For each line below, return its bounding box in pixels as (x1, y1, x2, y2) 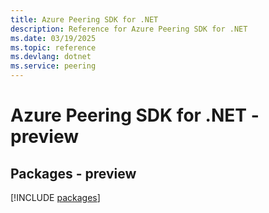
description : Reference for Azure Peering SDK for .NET (10, 24, 248, 34)
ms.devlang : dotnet (10, 52, 92, 62)
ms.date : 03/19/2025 (10, 33, 97, 43)
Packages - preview (10, 165, 137, 182)
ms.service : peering (10, 61, 97, 71)
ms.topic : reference (10, 42, 97, 53)
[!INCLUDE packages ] (10, 192, 101, 203)
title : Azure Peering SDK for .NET (10, 14, 159, 25)
